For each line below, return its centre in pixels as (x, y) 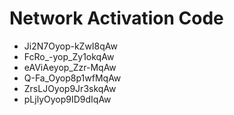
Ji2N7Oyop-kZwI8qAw (70, 46)
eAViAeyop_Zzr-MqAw (70, 67)
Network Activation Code (116, 18)
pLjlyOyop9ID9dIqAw (67, 99)
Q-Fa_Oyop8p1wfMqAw (72, 78)
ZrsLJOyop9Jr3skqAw (70, 88)
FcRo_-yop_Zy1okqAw (69, 56)
